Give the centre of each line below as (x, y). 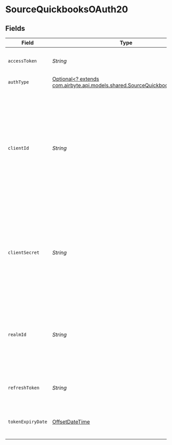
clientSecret (24, 252)
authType (18, 82)
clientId (18, 148)
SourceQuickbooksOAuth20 (67, 9)
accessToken (23, 61)
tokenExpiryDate (28, 422)
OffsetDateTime (71, 422)
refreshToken (24, 388)
